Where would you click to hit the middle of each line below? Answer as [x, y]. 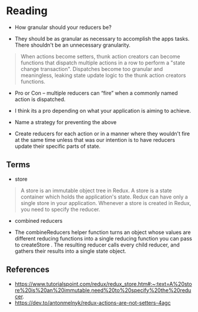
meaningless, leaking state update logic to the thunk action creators [103, 75]
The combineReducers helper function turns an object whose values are [103, 232]
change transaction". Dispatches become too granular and [92, 69]
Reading [27, 11]
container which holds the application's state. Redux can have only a [104, 197]
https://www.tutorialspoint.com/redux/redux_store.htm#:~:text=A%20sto [103, 284]
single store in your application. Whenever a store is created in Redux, [106, 203]
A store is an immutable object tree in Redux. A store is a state [96, 190]
